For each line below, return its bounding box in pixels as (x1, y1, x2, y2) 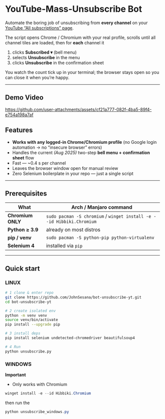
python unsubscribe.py (5, 349, 52, 354)
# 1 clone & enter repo (5, 290, 54, 295)
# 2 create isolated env (5, 308, 56, 313)
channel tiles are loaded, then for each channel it (5, 39, 105, 45)
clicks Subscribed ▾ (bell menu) (12, 49, 77, 55)
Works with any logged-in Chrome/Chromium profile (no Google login (12, 139, 157, 145)
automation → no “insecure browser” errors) (12, 144, 102, 150)
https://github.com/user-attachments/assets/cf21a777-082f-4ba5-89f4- (5, 106, 152, 112)
